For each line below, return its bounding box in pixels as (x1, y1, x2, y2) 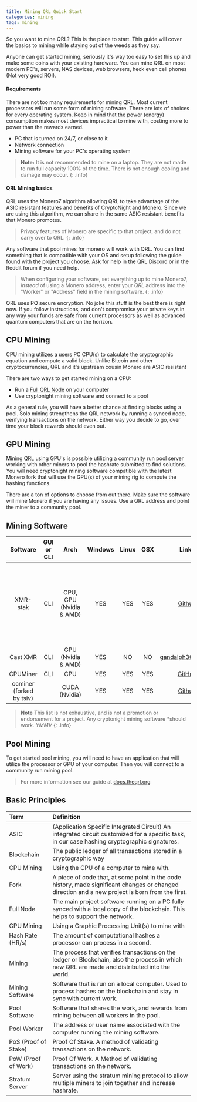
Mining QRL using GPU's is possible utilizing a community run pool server (6, 455, 184, 462)
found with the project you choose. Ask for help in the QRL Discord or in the (6, 258, 189, 265)
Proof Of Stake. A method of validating (52, 1037, 158, 1046)
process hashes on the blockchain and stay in (52, 987, 179, 995)
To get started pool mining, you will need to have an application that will (6, 754, 179, 761)
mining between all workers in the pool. (52, 1011, 161, 1019)
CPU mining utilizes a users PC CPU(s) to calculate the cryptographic (6, 351, 174, 358)
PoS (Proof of (9, 1037, 47, 1046)
